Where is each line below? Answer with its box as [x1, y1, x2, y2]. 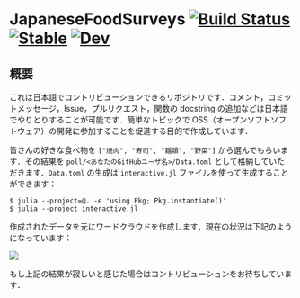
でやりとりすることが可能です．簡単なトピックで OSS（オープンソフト [9, 114, 271, 125]
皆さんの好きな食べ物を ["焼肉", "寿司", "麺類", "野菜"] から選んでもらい [9, 145, 281, 155]
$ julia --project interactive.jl [9, 204, 139, 213]
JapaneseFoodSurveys [9, 9, 186, 30]
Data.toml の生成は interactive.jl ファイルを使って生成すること [48, 167, 289, 177]
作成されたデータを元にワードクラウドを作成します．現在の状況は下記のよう [9, 221, 293, 231]
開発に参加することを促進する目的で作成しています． [56, 126, 253, 136]
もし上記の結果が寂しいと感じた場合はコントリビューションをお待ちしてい [9, 268, 285, 279]
